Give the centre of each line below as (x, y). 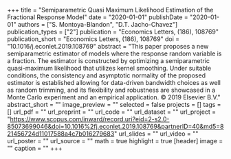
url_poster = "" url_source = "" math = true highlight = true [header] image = (115, 141)
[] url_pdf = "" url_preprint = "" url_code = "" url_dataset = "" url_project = (112, 112)
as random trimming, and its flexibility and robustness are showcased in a (111, 90)
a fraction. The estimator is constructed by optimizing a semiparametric (108, 61)
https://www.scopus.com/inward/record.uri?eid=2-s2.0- (90, 119)
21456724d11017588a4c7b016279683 (61, 134)
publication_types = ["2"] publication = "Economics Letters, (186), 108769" (113, 32)
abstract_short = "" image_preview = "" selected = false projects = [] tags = (114, 105)
